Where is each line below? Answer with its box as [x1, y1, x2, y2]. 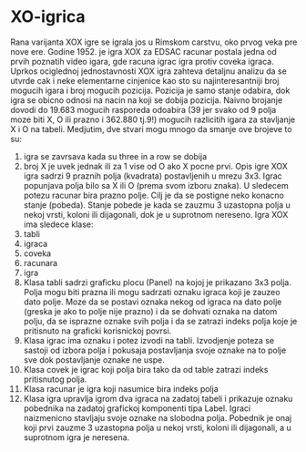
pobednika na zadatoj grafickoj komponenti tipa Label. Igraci [23, 403, 251, 414]
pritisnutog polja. [23, 374, 87, 385]
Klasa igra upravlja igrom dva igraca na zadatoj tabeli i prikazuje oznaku [23, 393, 293, 404]
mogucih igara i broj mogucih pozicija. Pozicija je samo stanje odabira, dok [10, 85, 291, 96]
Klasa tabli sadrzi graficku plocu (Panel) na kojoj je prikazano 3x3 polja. [23, 276, 292, 288]
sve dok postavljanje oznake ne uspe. [23, 354, 165, 365]
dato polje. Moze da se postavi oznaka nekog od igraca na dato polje [23, 296, 282, 307]
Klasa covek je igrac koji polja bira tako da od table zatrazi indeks [23, 364, 269, 375]
